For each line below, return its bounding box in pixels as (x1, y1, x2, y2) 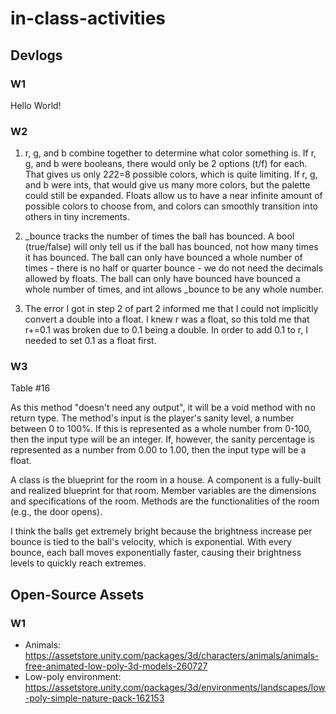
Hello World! (10, 99, 62, 111)
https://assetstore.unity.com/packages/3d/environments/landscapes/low (24, 682, 326, 694)
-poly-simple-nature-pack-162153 (24, 692, 165, 704)
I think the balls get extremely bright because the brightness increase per (10, 525, 313, 537)
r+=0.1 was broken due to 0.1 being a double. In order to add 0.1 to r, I (24, 324, 308, 336)
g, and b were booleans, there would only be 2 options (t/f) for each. (24, 158, 308, 170)
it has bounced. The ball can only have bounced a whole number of (24, 252, 303, 264)
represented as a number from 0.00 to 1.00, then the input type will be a (10, 444, 307, 456)
